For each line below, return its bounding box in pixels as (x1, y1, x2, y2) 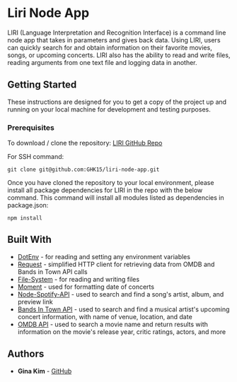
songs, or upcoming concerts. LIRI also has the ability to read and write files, (7, 51, 231, 59)
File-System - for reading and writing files (17, 275, 140, 283)
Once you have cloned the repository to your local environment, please (7, 179, 214, 187)
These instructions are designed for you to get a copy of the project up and (7, 97, 227, 106)
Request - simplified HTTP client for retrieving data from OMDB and (17, 260, 215, 268)
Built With (7, 234, 52, 246)
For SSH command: (7, 153, 64, 161)
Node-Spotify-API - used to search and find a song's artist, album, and (17, 290, 224, 298)
